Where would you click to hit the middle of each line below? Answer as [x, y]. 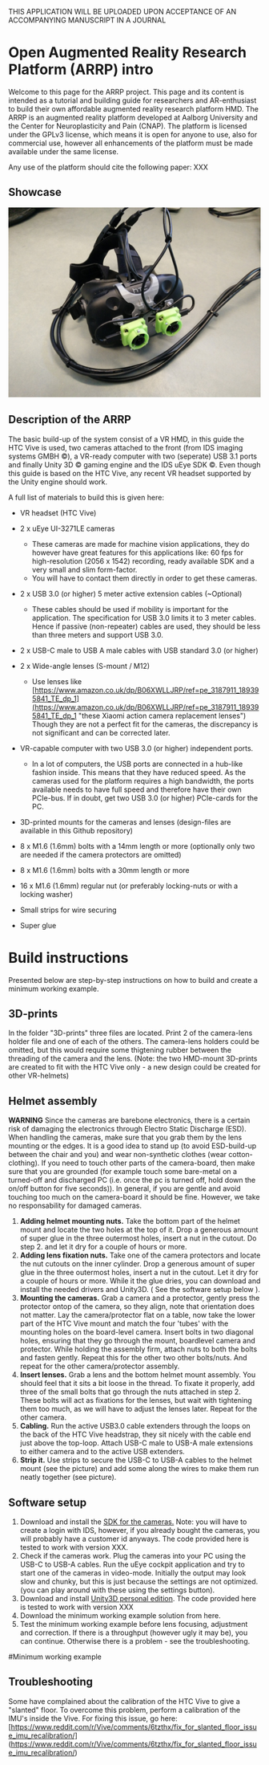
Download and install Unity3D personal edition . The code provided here [138, 1598]
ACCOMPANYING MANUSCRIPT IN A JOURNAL [87, 20]
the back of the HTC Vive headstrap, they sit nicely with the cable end [135, 1435]
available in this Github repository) [76, 830]
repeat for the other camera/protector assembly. [100, 1366]
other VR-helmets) [39, 1076]
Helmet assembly [53, 1101]
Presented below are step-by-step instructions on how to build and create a [133, 980]
